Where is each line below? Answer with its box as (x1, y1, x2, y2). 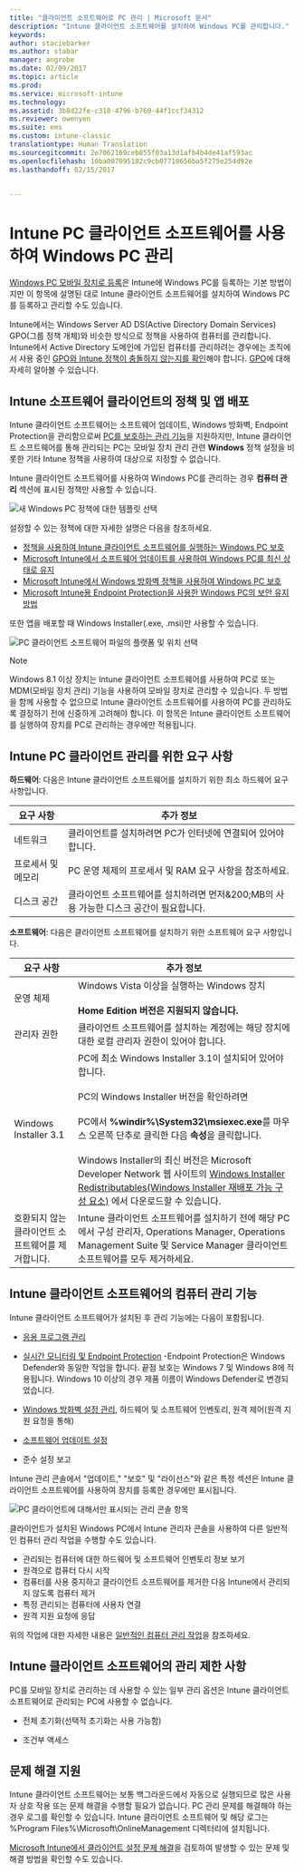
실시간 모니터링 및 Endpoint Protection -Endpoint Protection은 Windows (22, 1351, 285, 1361)
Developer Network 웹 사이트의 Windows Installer (78, 1167, 286, 1180)
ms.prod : (9, 81, 43, 90)
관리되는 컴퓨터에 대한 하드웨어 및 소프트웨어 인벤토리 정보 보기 (22, 1553, 245, 1565)
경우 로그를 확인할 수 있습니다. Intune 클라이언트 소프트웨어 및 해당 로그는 (9, 1811, 270, 1823)
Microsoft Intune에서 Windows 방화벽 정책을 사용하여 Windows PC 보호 (22, 576, 282, 587)
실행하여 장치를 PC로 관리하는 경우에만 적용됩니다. (18, 719, 197, 730)
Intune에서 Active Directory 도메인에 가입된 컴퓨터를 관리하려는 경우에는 (9, 342, 267, 353)
